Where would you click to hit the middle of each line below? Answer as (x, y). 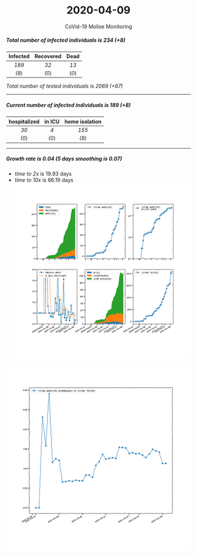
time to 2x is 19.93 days (43, 173)
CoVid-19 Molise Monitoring (98, 26)
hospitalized (24, 122)
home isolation (83, 122)
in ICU (52, 122)
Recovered (48, 56)
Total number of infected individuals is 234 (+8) (66, 40)
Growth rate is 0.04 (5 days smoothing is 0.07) (64, 159)
